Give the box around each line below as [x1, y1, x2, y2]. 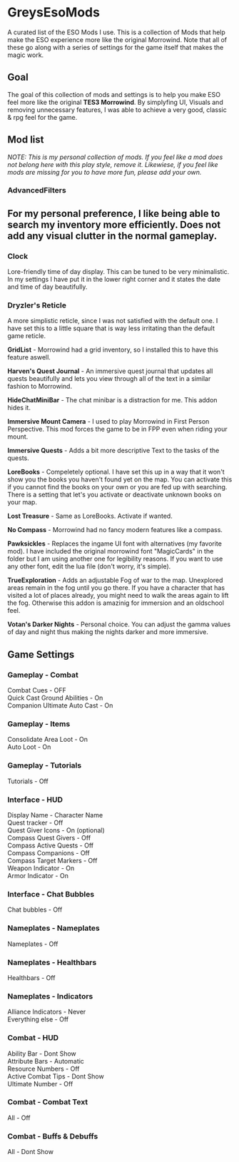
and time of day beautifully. [7, 282, 88, 291]
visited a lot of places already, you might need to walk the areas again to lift [7, 591, 229, 600]
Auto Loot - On [7, 743, 51, 751]
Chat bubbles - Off [7, 905, 63, 914]
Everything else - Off [7, 1015, 69, 1024]
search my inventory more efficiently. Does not [7, 218, 221, 230]
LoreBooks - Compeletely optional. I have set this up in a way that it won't [7, 468, 225, 476]
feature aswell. [7, 353, 51, 362]
